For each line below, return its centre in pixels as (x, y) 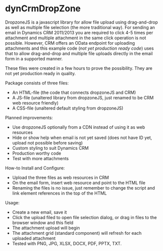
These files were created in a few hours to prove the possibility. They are (79, 68)
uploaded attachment (34, 238)
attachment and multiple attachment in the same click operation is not (76, 38)
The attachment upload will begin (46, 228)
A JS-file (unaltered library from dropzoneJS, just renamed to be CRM (83, 98)
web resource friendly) (35, 103)
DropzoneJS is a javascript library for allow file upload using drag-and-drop (81, 22)
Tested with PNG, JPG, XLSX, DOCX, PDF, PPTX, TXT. (67, 243)
